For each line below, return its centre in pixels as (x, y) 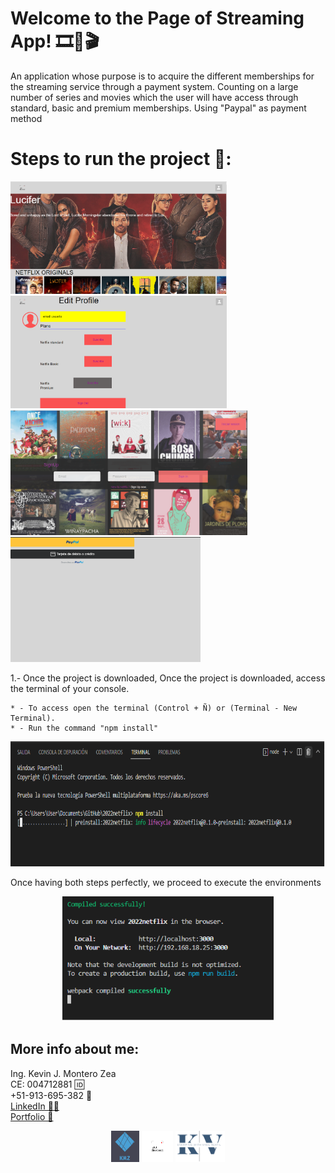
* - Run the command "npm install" (84, 728)
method (26, 118)
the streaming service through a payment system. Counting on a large (154, 86)
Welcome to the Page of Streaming (157, 18)
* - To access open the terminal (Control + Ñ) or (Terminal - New (154, 708)
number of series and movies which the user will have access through (154, 97)
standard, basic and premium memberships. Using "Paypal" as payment (158, 108)
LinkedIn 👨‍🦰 (35, 1106)
